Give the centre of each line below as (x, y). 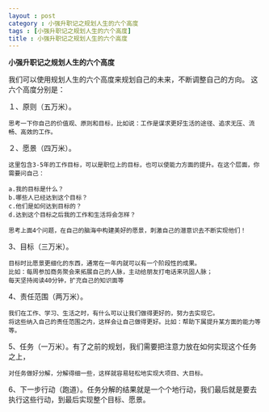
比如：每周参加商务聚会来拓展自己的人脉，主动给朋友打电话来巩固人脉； (111, 272)
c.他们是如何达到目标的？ (45, 207)
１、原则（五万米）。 (42, 107)
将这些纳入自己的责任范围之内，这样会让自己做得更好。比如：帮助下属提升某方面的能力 (132, 322)
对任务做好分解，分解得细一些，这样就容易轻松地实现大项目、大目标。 (108, 374)
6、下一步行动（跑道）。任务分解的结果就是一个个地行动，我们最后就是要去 (132, 389)
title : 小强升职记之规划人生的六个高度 (68, 38)
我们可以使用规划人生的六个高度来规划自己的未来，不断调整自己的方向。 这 (133, 80)
